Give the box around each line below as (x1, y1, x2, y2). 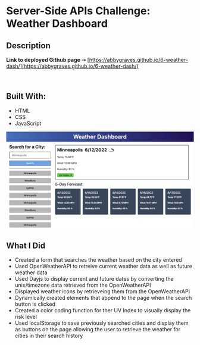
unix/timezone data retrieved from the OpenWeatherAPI (14, 281, 151, 288)
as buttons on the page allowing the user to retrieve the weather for (14, 325, 181, 333)
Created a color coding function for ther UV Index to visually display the (14, 306, 191, 313)
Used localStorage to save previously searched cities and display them (14, 319, 189, 327)
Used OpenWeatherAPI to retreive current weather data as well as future (14, 262, 192, 269)
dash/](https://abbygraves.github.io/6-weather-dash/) (6, 62, 139, 70)
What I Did (6, 240, 46, 250)
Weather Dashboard (6, 17, 108, 30)
